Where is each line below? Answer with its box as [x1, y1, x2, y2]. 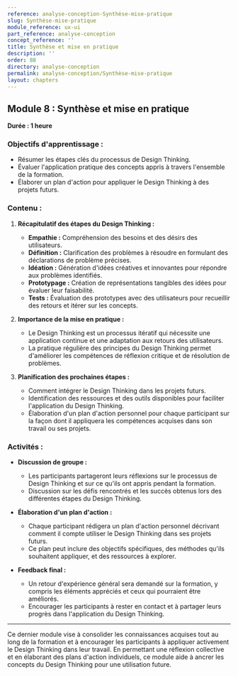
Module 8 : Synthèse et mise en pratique [7, 102, 190, 114]
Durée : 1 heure [7, 121, 52, 130]
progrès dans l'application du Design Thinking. [28, 610, 165, 618]
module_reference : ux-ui [7, 23, 81, 31]
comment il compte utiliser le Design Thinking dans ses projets [28, 530, 212, 538]
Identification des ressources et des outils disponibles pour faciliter [28, 393, 225, 402]
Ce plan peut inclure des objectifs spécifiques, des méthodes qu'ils [28, 545, 225, 553]
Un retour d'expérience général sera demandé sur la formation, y [28, 579, 218, 588]
